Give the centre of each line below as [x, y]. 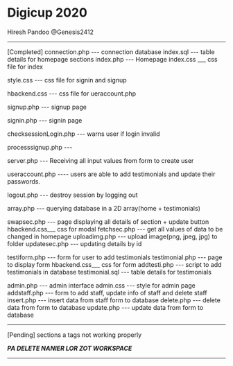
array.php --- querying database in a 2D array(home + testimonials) [104, 208]
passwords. [24, 181]
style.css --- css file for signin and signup [67, 80]
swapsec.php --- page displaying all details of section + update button [108, 221]
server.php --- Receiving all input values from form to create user [101, 160]
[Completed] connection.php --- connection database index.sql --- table [111, 52]
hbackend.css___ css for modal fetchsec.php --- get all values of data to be [115, 229]
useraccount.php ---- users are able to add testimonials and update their [111, 174]
